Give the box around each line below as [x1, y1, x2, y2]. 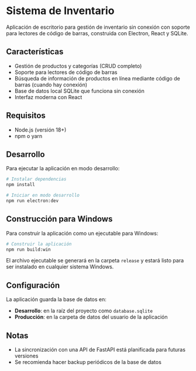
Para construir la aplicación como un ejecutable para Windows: [6, 230, 159, 237]
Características [6, 47, 64, 57]
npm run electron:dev [6, 198, 59, 204]
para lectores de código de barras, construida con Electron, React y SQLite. [6, 29, 188, 36]
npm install [6, 182, 35, 188]
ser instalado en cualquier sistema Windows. [6, 263, 114, 271]
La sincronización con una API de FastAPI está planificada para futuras [14, 346, 186, 353]
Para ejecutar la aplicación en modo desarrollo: [6, 165, 120, 172]
